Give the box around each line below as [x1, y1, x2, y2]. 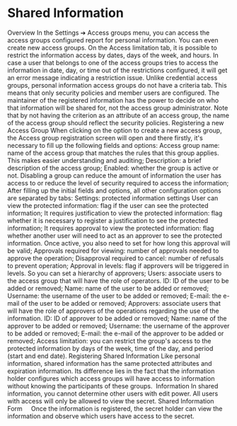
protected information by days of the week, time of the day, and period [7, 344, 214, 352]
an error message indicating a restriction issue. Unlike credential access [7, 73, 218, 82]
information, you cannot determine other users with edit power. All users [7, 389, 219, 398]
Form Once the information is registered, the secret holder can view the [7, 404, 223, 413]
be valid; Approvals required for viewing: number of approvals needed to [7, 246, 219, 255]
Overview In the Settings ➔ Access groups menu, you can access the [7, 28, 210, 37]
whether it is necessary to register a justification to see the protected [7, 216, 209, 224]
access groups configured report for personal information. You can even [7, 35, 219, 44]
